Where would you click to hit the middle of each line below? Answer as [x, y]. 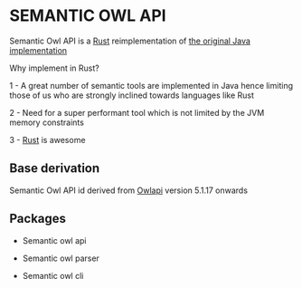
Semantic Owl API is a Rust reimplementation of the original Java [130, 41]
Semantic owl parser [61, 258]
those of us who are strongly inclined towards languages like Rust [132, 95]
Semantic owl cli [53, 275]
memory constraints [47, 122]
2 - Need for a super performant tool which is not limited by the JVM [137, 112]
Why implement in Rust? [54, 68]
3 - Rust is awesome [47, 139]
